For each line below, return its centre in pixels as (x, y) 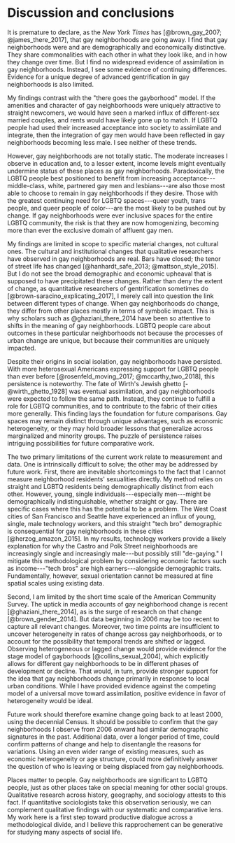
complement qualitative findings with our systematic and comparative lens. (115, 809)
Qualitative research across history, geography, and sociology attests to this (117, 795)
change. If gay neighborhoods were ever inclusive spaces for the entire (110, 215)
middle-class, (27, 185)
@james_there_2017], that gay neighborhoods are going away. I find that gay (117, 39)
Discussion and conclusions (91, 13)
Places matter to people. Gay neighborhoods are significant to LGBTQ (108, 780)
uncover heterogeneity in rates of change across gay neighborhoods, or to (115, 634)
